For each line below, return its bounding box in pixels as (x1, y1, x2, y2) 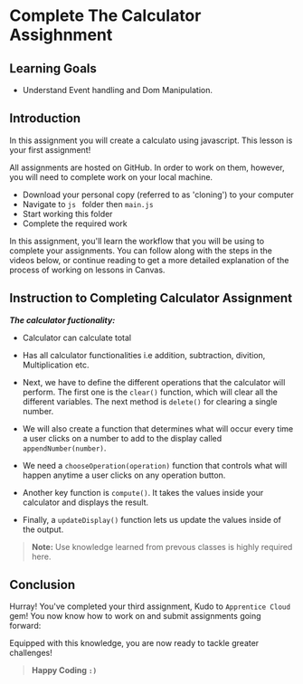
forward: (9, 621, 42, 632)
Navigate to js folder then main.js (22, 198, 154, 209)
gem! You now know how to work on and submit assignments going (9, 611, 261, 622)
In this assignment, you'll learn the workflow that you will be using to (9, 235, 265, 246)
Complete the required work (22, 218, 128, 229)
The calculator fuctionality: (9, 314, 116, 326)
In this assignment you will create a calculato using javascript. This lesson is (9, 135, 293, 146)
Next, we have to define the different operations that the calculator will (22, 376, 286, 387)
